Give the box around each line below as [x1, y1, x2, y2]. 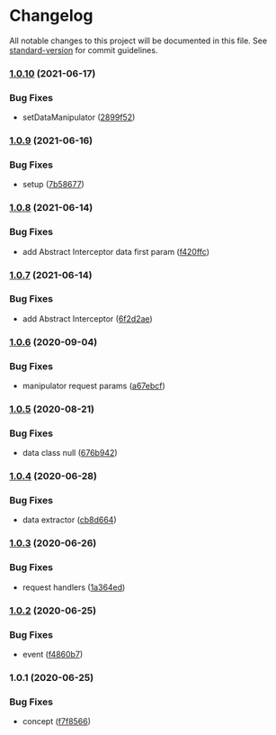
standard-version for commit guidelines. [9, 44, 158, 55]
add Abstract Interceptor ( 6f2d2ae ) [22, 313, 153, 324]
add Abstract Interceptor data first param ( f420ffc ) [22, 246, 209, 257]
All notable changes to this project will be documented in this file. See [9, 35, 268, 46]
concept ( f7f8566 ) [22, 716, 92, 727]
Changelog [9, 5, 93, 26]
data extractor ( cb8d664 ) [22, 514, 117, 525]
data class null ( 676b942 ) [22, 448, 119, 458]
